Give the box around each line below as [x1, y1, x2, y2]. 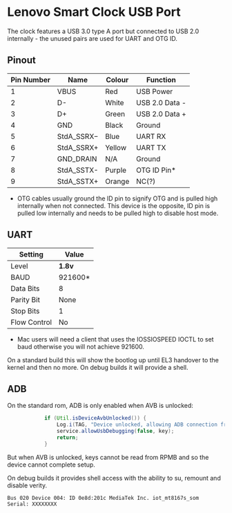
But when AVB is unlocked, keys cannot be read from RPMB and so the [7, 453, 209, 461]
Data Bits [10, 283, 40, 293]
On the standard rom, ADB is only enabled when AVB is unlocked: [7, 402, 193, 410]
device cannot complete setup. [7, 460, 95, 469]
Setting [19, 250, 43, 259]
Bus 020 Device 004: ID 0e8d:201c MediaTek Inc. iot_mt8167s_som [7, 494, 199, 501]
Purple [104, 165, 126, 175]
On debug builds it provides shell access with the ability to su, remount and [7, 474, 221, 482]
